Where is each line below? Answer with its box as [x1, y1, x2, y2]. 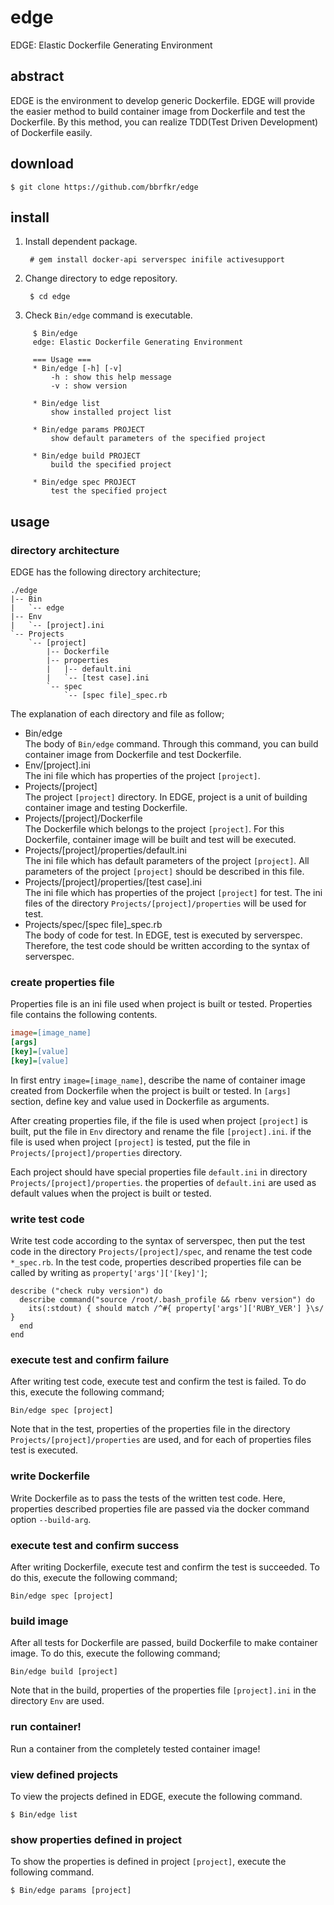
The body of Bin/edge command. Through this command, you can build [24, 738, 319, 750]
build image [10, 1614, 69, 1628]
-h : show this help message [50, 372, 172, 383]
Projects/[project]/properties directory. [10, 1146, 183, 1158]
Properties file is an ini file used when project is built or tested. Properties [10, 998, 313, 1010]
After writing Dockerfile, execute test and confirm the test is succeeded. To [10, 1561, 320, 1573]
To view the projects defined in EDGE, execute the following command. [10, 1790, 303, 1802]
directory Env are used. [10, 1695, 105, 1707]
